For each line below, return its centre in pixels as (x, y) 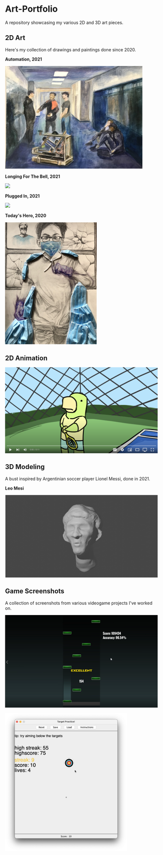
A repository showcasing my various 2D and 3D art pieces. (64, 22)
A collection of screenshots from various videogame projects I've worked (79, 603)
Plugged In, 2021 (22, 196)
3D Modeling (25, 467)
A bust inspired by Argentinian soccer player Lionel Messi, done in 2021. (78, 479)
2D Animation (26, 358)
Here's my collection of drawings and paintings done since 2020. (71, 49)
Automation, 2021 (24, 59)
